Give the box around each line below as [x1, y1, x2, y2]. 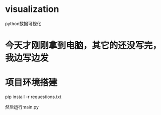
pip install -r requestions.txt [5, 94, 62, 100]
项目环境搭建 [5, 77, 58, 88]
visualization [5, 3, 59, 15]
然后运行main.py [5, 104, 39, 110]
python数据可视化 [5, 20, 41, 26]
